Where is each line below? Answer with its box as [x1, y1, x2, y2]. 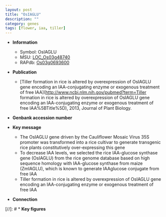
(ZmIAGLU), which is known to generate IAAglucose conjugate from [19, 166, 160, 172]
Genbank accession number [12, 115, 72, 121]
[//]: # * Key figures [5, 206, 46, 212]
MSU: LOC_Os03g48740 [19, 54, 71, 60]
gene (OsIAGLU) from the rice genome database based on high [19, 155, 150, 161]
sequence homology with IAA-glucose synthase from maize [19, 160, 143, 166]
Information [12, 39, 38, 45]
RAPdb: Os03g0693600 [19, 60, 70, 66]
